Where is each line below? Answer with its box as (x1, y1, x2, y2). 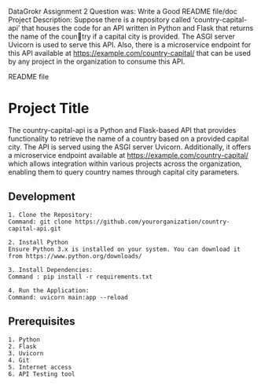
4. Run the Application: (8, 286, 90, 294)
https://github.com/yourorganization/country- (75, 218, 230, 226)
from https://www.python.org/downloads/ (8, 252, 143, 260)
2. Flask (8, 342, 37, 351)
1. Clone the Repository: (8, 211, 93, 219)
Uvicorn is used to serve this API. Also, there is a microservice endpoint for (8, 40, 252, 50)
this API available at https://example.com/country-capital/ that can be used (8, 49, 252, 57)
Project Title (8, 100, 90, 117)
